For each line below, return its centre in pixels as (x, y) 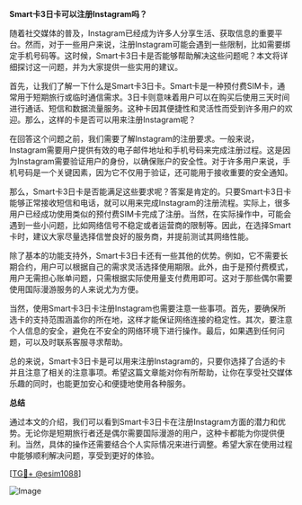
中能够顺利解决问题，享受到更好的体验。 (84, 456)
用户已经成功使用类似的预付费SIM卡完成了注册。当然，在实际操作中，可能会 (151, 214)
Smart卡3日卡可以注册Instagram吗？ (79, 14)
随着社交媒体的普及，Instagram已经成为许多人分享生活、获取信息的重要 (142, 33)
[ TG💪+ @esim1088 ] (45, 474)
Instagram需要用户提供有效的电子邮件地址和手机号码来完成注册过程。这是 (146, 150)
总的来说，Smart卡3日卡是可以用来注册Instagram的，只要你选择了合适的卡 (147, 361)
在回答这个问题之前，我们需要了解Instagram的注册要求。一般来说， (134, 139)
